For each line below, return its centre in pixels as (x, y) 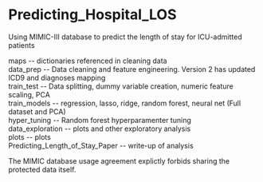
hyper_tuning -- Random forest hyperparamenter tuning (100, 120)
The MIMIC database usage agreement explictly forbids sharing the (119, 160)
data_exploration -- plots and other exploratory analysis (100, 129)
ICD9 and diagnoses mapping (57, 77)
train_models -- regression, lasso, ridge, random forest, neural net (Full (125, 103)
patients (22, 45)
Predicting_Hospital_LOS (92, 15)
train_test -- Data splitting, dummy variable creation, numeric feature (121, 86)
